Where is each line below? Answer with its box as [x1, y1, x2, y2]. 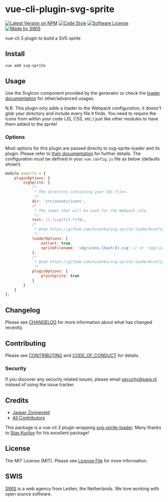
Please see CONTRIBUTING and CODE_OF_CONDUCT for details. [5, 352, 140, 358]
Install [5, 50, 25, 58]
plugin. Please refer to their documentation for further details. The [5, 150, 141, 156]
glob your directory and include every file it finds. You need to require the [5, 110, 156, 116]
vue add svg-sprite [5, 63, 46, 68]
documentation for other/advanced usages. [5, 95, 95, 101]
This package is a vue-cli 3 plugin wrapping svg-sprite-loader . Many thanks [5, 425, 161, 431]
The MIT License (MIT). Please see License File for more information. [5, 457, 147, 463]
